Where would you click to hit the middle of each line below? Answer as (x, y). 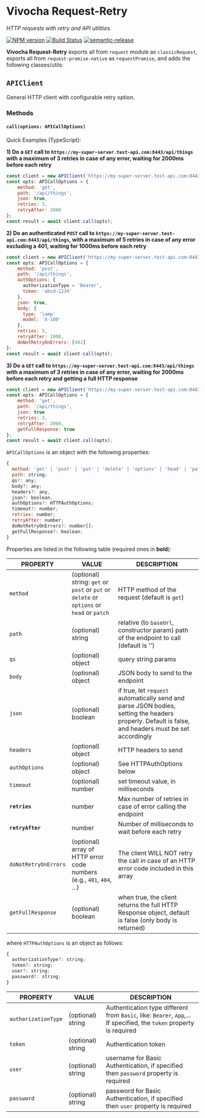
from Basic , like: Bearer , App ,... (148, 1015)
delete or (85, 597)
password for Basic (134, 1091)
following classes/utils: (35, 65)
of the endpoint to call (149, 637)
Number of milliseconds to (156, 824)
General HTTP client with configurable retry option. (71, 97)
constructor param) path (153, 630)
